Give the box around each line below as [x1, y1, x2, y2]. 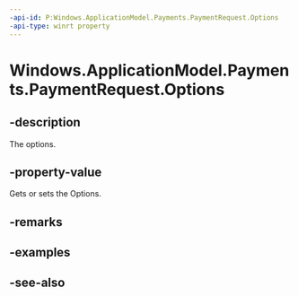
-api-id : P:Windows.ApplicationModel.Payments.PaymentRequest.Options [9, 13, 279, 22]
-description [9, 115, 81, 130]
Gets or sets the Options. [9, 188, 101, 199]
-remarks [9, 214, 63, 230]
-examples [9, 245, 71, 260]
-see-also [9, 275, 66, 291]
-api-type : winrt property [9, 22, 110, 30]
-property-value [9, 164, 102, 179]
